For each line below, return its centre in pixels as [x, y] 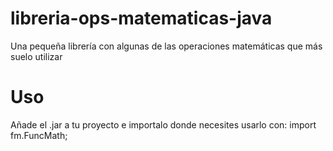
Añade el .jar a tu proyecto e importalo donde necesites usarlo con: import [163, 124]
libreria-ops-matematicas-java [141, 18]
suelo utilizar [36, 56]
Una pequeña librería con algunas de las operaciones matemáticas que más [166, 46]
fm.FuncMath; [39, 135]
